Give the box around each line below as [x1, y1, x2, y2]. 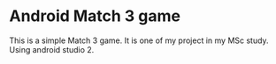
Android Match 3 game [9, 6, 181, 26]
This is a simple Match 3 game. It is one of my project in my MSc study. [9, 35, 269, 46]
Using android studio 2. [9, 44, 95, 54]
